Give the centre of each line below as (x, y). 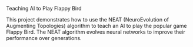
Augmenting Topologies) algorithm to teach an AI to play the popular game (96, 26)
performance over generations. (44, 38)
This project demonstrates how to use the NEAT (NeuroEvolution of (88, 19)
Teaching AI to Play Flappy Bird (44, 8)
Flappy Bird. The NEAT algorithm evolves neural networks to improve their (96, 32)
